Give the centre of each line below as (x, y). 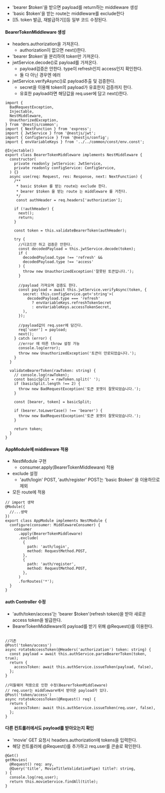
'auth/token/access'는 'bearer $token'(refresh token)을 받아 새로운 (79, 613)
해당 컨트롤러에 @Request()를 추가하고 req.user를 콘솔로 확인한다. (77, 746)
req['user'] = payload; (43, 330)
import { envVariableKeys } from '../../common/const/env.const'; (75, 142)
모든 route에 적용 (29, 492)
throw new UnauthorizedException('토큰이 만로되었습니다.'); (77, 354)
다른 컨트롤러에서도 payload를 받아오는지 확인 (50, 728)
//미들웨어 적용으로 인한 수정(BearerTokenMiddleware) (56, 685)
